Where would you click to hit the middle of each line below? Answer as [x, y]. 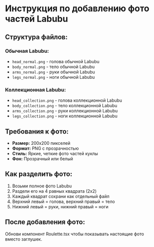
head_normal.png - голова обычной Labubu [56, 61]
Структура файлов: [36, 37]
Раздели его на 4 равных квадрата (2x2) [54, 191]
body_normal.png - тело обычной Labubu [53, 67]
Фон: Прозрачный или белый [42, 158]
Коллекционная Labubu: [36, 90]
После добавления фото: [45, 222]
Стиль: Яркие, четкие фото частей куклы [55, 153]
